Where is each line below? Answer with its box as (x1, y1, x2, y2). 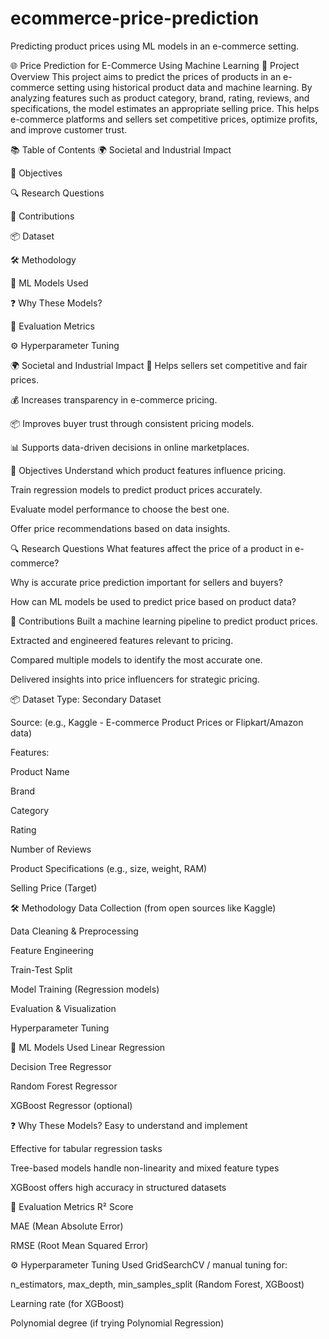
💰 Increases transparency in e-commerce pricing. (10, 393, 218, 406)
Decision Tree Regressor (10, 1060, 112, 1072)
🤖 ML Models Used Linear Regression (10, 1041, 166, 1053)
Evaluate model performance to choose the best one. (10, 503, 230, 515)
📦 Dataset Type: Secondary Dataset (10, 693, 162, 705)
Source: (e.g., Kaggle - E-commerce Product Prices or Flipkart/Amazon (10, 716, 304, 728)
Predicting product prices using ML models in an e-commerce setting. (10, 40, 300, 52)
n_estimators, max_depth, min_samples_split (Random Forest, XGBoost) (10, 1278, 305, 1290)
